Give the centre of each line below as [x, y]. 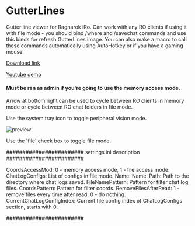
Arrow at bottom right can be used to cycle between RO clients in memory [95, 101]
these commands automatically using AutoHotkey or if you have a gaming [95, 46]
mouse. [15, 51]
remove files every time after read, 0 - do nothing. [66, 194]
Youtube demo [24, 74]
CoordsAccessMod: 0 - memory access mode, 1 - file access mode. [88, 170]
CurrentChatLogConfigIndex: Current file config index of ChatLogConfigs [94, 201]
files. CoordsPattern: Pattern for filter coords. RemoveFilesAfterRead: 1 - [93, 189]
